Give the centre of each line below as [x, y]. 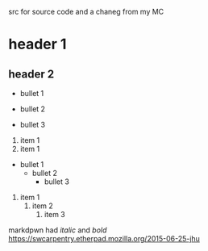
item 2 [43, 206]
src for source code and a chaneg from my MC [86, 12]
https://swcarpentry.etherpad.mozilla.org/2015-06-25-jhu [104, 238]
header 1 [37, 44]
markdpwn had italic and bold [58, 230]
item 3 [55, 214]
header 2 [31, 74]
